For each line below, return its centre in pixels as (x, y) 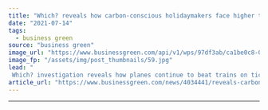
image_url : (26, 53)
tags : (17, 30)
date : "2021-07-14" (41, 23)
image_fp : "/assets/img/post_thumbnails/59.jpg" (91, 61)
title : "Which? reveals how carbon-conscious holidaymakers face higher (132, 16)
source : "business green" (51, 45)
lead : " (21, 68)
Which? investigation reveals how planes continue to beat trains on (130, 75)
